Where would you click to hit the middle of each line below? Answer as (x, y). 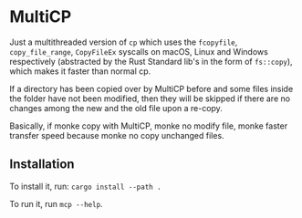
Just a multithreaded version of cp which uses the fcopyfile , (124, 42)
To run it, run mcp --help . (56, 203)
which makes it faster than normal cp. (80, 71)
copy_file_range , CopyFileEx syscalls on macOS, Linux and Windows (139, 51)
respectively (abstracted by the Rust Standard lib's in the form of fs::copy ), (151, 61)
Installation (42, 165)
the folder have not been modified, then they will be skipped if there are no (150, 99)
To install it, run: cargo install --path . (85, 186)
